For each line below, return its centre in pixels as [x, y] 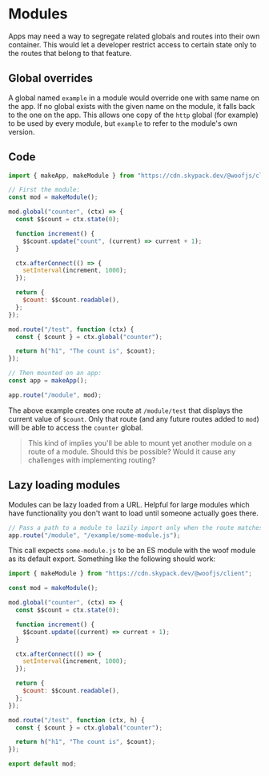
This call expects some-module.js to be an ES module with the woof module [132, 551]
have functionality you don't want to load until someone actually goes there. [133, 513]
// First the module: [44, 190]
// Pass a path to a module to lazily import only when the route [121, 527]
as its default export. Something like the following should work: [112, 559]
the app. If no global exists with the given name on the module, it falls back [132, 106]
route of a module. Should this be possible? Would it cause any [132, 451]
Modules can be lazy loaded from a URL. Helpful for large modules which [129, 504]
